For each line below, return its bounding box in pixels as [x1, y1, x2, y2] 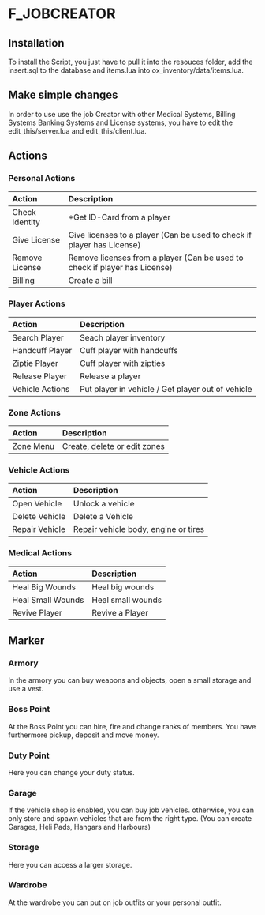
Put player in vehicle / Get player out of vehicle [80, 383, 252, 394]
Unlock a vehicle [73, 499, 136, 510]
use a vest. [8, 684, 44, 694]
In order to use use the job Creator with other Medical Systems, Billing [8, 109, 236, 119]
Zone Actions [8, 407, 61, 418]
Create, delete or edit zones [62, 441, 166, 452]
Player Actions [8, 298, 65, 309]
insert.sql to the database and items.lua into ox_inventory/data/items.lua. [8, 66, 244, 75]
